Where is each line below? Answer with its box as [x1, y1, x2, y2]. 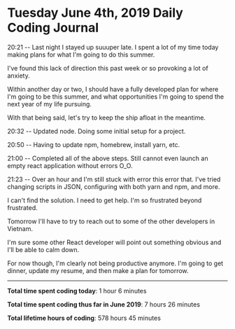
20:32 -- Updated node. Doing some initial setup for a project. [7, 127, 186, 135]
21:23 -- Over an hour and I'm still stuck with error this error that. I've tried [7, 175, 221, 183]
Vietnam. [7, 224, 34, 232]
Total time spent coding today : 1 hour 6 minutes [7, 286, 147, 295]
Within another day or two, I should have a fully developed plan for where [7, 85, 219, 93]
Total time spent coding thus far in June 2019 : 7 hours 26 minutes [7, 300, 201, 309]
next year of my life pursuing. [7, 99, 92, 108]
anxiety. [7, 71, 30, 80]
